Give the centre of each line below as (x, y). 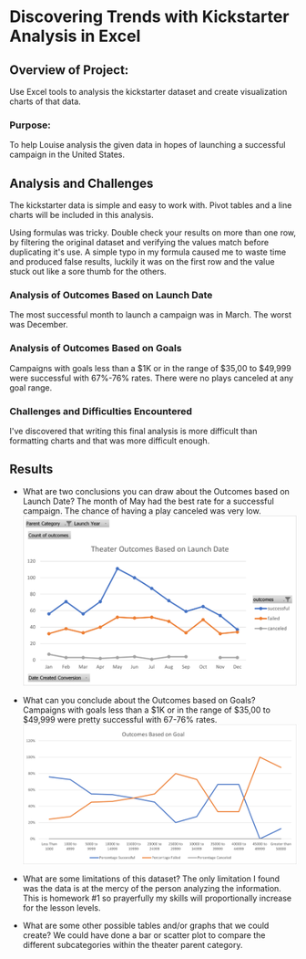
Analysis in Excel (75, 36)
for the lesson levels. (61, 907)
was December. (39, 325)
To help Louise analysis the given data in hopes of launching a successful (148, 145)
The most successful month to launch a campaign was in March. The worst (150, 315)
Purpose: (31, 125)
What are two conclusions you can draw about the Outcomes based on (156, 491)
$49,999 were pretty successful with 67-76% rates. (120, 719)
